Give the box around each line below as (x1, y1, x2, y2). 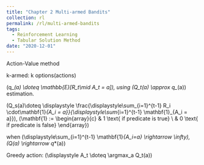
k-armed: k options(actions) (6, 71, 76, 79)
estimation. (6, 90, 35, 97)
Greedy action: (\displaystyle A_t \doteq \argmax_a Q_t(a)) (6, 151, 153, 159)
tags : (6, 26, 20, 32)
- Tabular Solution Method (12, 37, 81, 43)
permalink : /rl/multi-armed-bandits (6, 20, 100, 26)
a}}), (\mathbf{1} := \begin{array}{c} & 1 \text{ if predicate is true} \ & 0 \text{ (6, 114, 199, 122)
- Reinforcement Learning (12, 32, 78, 38)
